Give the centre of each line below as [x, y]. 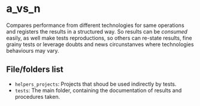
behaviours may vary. [33, 50]
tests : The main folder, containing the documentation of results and [98, 90]
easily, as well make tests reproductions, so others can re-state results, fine [99, 38]
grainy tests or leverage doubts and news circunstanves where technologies [100, 44]
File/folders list [35, 70]
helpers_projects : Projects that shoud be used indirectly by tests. [96, 84]
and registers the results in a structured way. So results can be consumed [97, 31]
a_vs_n [23, 9]
